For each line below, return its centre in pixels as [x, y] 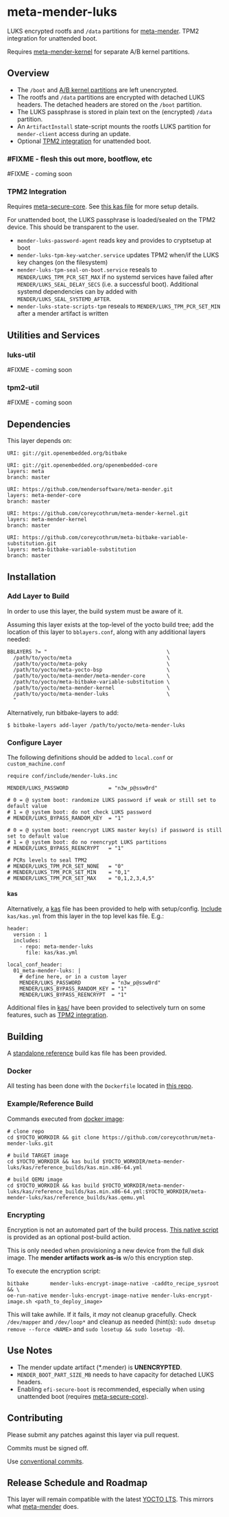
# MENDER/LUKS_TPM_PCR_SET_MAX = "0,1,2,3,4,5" [81, 878]
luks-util [21, 355]
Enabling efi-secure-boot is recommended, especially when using [111, 1389]
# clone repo [26, 1131]
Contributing [35, 1418]
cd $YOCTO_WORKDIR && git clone [53, 1137]
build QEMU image [38, 1179]
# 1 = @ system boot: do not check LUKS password [80, 812]
